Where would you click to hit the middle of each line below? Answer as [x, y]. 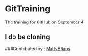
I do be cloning [27, 37]
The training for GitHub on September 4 [44, 22]
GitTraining [28, 9]
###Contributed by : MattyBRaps [38, 48]
